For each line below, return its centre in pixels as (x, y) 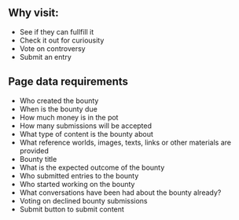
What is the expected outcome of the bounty (92, 167)
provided (34, 150)
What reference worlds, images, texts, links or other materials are (125, 142)
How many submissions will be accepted (85, 126)
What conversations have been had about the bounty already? (120, 192)
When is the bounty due (59, 108)
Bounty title (38, 159)
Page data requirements (68, 82)
